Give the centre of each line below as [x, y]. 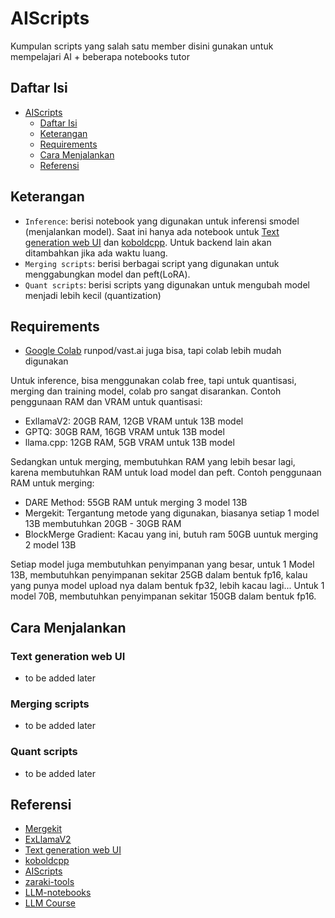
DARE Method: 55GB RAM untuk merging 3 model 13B [136, 503]
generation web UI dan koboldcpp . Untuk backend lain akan [148, 242]
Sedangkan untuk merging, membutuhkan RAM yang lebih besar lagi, [153, 462]
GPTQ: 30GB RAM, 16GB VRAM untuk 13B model [124, 432]
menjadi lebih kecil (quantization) [93, 295]
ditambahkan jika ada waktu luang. [96, 253]
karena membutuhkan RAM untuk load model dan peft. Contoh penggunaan [166, 473]
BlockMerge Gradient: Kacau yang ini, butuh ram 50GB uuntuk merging [171, 534]
